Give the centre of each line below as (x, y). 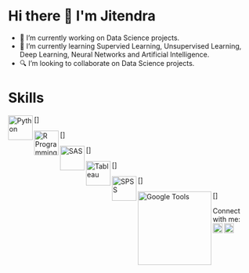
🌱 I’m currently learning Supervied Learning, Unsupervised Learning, (130, 45)
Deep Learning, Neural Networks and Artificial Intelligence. (114, 54)
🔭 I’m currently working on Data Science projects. (99, 38)
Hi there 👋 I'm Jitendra (82, 16)
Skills (26, 98)
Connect (226, 210)
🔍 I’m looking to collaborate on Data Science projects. (107, 63)
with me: (227, 219)
